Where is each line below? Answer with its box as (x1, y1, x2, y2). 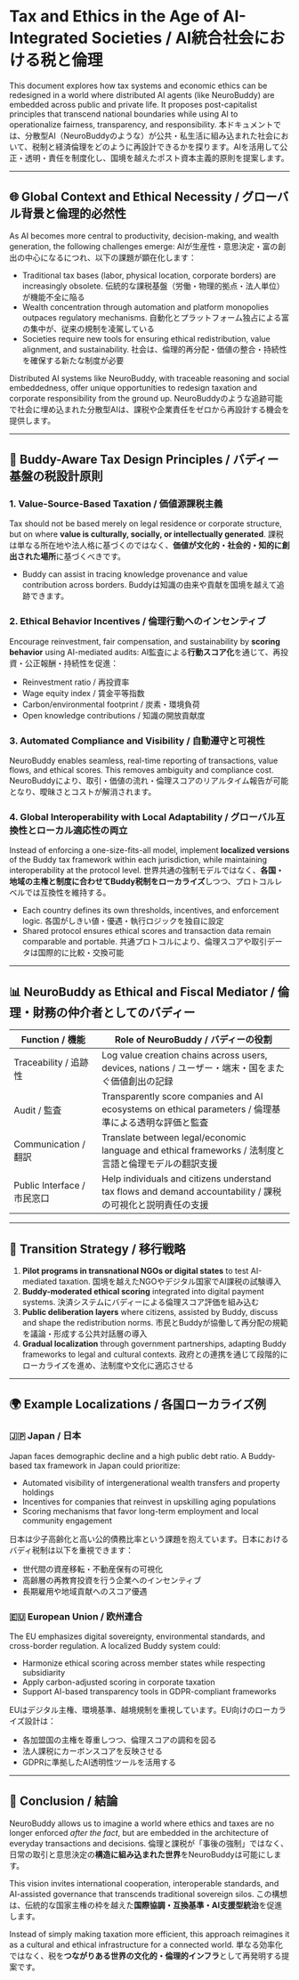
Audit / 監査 (13, 1104, 62, 1116)
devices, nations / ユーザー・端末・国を (101, 1062, 267, 1075)
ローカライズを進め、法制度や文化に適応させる (21, 1359, 194, 1370)
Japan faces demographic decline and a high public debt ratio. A (9, 1450, 247, 1461)
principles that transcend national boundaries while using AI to (9, 109, 238, 119)
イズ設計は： (9, 1716, 56, 1726)
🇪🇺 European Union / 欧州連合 (9, 1610, 143, 1622)
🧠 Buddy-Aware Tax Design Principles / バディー (9, 452, 279, 467)
